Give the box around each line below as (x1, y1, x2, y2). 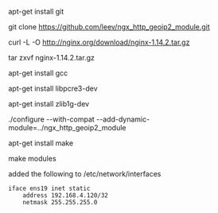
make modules (8, 154, 57, 163)
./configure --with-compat (8, 114, 95, 124)
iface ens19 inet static (8, 184, 91, 192)
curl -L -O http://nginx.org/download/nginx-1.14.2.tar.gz (8, 37, 190, 47)
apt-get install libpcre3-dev (8, 83, 98, 93)
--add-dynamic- (96, 114, 150, 124)
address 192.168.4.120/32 (22, 192, 109, 199)
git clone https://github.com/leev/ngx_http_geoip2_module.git (8, 22, 211, 31)
